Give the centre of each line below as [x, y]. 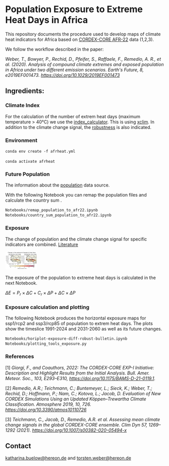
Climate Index [22, 106]
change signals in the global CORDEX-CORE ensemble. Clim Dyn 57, [76, 425]
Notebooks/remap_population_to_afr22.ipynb [52, 210]
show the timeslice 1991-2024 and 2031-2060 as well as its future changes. [84, 329]
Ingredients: [25, 91]
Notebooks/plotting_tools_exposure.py [46, 344]
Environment [21, 140]
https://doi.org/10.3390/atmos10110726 [46, 409]
